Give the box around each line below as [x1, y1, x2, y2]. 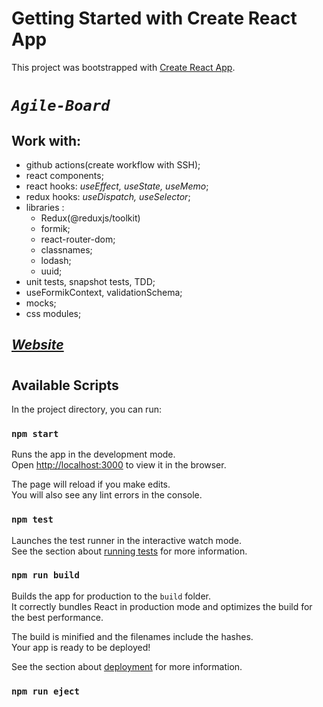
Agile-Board [11, 97, 111, 116]
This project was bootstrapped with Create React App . [11, 61, 236, 73]
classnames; [40, 243, 93, 256]
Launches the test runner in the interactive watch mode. [11, 534, 243, 546]
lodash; [40, 254, 72, 266]
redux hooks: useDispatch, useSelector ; [25, 190, 191, 202]
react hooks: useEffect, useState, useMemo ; [25, 180, 209, 192]
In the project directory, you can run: [11, 403, 162, 415]
